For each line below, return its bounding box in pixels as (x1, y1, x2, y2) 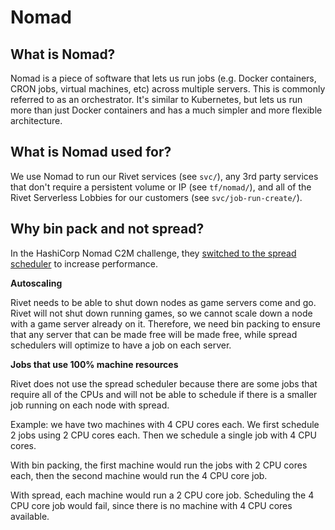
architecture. (10, 115, 63, 126)
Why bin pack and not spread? (10, 221, 205, 238)
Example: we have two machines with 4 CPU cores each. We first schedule (10, 418, 320, 430)
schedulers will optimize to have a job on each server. (10, 339, 232, 351)
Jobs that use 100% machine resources (10, 358, 179, 370)
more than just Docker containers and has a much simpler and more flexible (10, 104, 323, 116)
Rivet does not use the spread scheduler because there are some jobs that (10, 377, 318, 390)
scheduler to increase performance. (10, 257, 159, 270)
